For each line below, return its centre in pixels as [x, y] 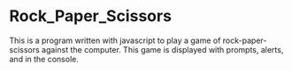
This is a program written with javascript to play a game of [115, 40]
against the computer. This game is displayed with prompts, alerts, [162, 49]
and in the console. [44, 59]
